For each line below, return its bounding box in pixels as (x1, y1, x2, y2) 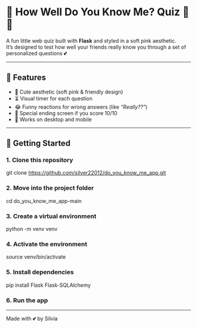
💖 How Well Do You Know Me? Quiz (6, 5, 181, 19)
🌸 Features (6, 73, 46, 83)
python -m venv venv (6, 226, 57, 233)
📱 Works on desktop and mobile (14, 116, 92, 123)
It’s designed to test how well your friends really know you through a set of (6, 43, 186, 51)
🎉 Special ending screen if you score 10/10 (14, 109, 118, 116)
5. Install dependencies (6, 268, 74, 276)
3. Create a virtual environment (6, 212, 97, 220)
